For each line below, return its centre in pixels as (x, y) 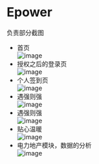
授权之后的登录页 (42, 63)
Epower (29, 12)
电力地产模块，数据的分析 (54, 145)
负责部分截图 (25, 32)
